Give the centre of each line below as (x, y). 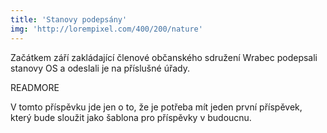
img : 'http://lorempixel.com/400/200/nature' (106, 29)
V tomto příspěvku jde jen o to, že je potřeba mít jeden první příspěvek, (156, 107)
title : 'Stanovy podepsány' (69, 19)
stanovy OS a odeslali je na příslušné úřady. (100, 68)
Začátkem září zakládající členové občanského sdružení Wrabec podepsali (164, 57)
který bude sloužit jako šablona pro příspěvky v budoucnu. (131, 117)
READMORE (35, 87)
